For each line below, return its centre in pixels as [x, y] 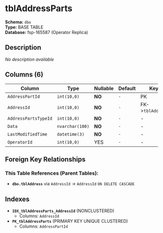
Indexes [17, 199]
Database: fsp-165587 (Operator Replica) [47, 32]
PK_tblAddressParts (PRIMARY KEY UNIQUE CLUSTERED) [70, 221]
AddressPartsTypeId [30, 118]
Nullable [104, 88]
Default [127, 88]
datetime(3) [71, 134]
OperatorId [20, 142]
